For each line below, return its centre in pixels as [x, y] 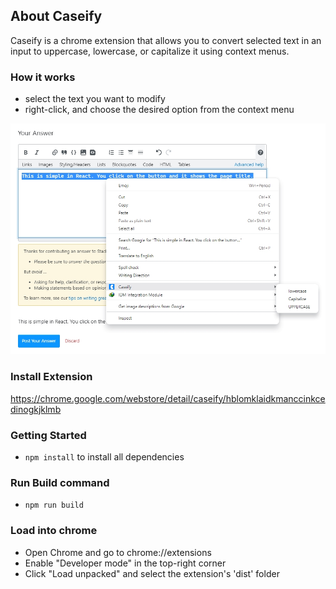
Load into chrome [54, 531]
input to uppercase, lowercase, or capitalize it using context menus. [150, 51]
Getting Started [48, 435]
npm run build [54, 505]
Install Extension [51, 377]
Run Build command [60, 482]
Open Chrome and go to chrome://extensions [118, 552]
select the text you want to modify [95, 99]
